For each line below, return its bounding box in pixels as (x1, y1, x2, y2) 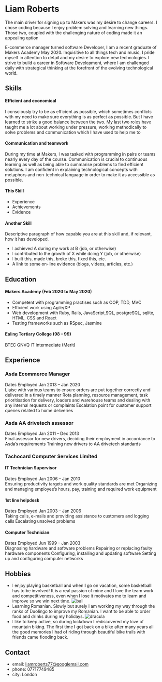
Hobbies (5, 569, 31, 578)
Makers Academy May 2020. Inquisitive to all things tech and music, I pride (5, 50, 155, 55)
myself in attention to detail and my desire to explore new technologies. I (5, 54, 150, 60)
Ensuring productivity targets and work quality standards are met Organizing (5, 481, 158, 487)
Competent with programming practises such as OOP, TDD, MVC (12, 299, 142, 305)
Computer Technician (5, 529, 50, 535)
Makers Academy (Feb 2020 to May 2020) (5, 289, 92, 295)
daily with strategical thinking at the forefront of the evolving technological (5, 65, 153, 71)
